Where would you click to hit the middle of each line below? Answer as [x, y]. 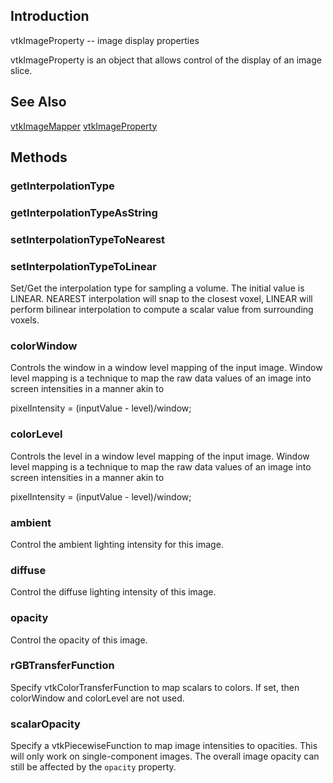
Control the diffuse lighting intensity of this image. [113, 592]
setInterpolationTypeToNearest [88, 239]
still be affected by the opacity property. [93, 767]
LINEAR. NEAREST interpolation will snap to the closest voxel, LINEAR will [161, 299]
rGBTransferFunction [62, 666]
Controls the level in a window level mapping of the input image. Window [160, 456]
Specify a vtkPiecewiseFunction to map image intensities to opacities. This [164, 746]
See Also [38, 102]
